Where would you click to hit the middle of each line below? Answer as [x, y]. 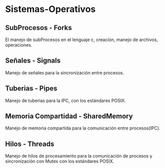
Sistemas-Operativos [50, 9]
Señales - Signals [33, 61]
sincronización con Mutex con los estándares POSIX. [60, 161]
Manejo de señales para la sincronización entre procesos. [64, 72]
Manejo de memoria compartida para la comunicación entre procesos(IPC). [83, 128]
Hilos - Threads [30, 144]
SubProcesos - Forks [39, 28]
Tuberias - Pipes [31, 88]
